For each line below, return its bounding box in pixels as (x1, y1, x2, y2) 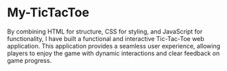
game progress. (7, 56, 52, 64)
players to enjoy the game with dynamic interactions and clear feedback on (7, 49, 220, 57)
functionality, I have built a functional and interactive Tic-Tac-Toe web (7, 34, 204, 42)
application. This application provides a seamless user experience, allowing (7, 42, 221, 50)
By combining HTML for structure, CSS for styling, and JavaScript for (7, 27, 203, 35)
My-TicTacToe (7, 5, 90, 20)
